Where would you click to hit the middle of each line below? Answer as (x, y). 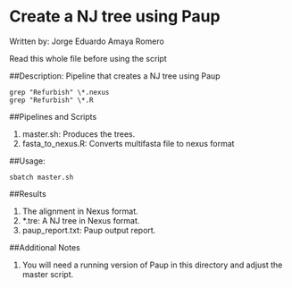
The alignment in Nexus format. (80, 211)
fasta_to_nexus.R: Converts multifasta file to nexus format (128, 143)
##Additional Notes (45, 247)
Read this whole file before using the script (88, 58)
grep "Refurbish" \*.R (51, 100)
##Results (28, 193)
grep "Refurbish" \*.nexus (59, 92)
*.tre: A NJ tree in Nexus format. (81, 220)
